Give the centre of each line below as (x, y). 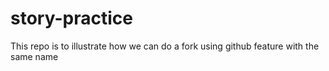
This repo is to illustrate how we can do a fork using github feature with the (165, 46)
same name (34, 56)
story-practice (71, 18)
